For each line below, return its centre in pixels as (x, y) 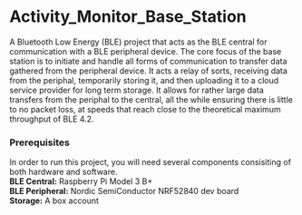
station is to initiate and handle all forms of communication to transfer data (148, 61)
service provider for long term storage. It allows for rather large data (137, 90)
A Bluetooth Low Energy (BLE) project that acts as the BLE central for (138, 42)
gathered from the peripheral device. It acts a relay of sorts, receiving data (149, 71)
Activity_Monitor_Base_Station (128, 17)
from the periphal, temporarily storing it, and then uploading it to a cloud (144, 80)
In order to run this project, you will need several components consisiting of (151, 162)
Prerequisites (39, 142)
